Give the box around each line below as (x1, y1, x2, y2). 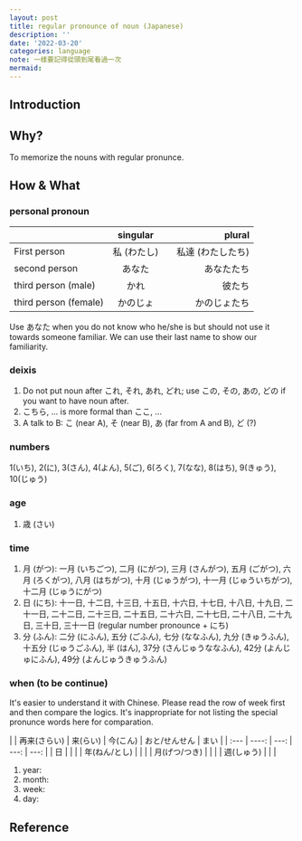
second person (14, 261, 79, 274)
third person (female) (14, 296, 104, 308)
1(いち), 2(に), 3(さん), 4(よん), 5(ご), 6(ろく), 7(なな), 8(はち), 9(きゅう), (9, 462, 277, 473)
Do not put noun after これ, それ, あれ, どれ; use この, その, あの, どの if (22, 385, 287, 396)
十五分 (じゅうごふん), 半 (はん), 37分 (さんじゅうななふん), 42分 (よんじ (22, 642, 291, 653)
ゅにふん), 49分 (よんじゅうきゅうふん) (22, 653, 167, 665)
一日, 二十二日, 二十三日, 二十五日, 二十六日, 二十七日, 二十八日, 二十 (30, 608, 285, 619)
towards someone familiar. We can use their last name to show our (9, 331, 258, 342)
